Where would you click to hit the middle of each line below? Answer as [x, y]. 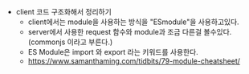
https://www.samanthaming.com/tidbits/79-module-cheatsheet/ [134, 61]
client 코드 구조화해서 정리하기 [64, 12]
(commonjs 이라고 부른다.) [70, 42]
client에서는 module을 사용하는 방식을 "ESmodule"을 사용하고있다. [133, 22]
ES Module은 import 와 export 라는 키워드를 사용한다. [113, 52]
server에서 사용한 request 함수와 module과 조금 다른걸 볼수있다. [130, 32]
